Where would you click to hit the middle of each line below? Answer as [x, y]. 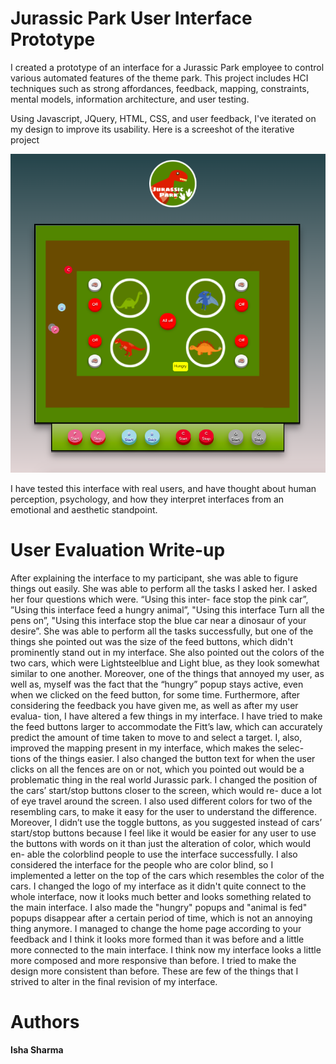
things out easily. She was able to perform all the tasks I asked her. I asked [164, 589]
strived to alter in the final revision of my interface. [114, 982]
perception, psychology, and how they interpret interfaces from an [147, 499]
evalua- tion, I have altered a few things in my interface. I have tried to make [166, 716]
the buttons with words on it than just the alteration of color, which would [160, 844]
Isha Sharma [37, 1050]
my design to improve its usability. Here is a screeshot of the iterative [152, 129]
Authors [45, 1022]
